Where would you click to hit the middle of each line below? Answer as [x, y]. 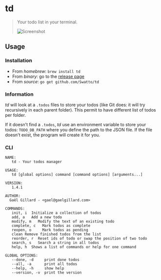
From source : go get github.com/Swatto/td [55, 81]
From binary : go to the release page [48, 76]
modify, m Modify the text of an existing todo [63, 222]
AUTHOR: [13, 196]
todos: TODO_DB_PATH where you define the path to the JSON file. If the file [79, 130]
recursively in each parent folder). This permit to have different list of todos [80, 110]
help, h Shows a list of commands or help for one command [74, 247]
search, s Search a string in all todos [55, 243]
